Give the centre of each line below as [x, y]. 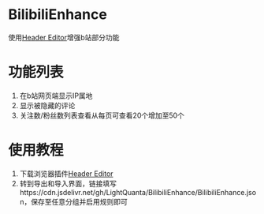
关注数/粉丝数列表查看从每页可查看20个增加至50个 [102, 115]
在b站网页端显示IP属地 [56, 96]
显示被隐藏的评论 [47, 105]
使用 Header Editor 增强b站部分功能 [64, 37]
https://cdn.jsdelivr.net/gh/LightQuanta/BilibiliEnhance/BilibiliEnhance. [133, 192]
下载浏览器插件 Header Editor [66, 173]
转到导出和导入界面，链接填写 [68, 183]
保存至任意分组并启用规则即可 [80, 201]
